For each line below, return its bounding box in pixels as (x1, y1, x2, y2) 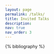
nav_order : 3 (5, 30, 32, 35)
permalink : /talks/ (5, 12, 45, 17)
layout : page (5, 7, 32, 12)
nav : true (5, 26, 26, 30)
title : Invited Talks (5, 16, 50, 21)
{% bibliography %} (5, 44, 45, 49)
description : (5, 21, 32, 26)
